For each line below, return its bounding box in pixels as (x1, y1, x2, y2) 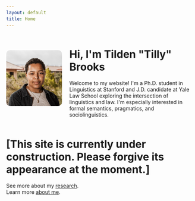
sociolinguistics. (69, 111, 109, 118)
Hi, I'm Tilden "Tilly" (69, 48, 172, 61)
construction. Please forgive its (6, 150, 165, 164)
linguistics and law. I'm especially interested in (69, 99, 183, 106)
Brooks (69, 60, 105, 74)
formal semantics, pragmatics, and (69, 105, 155, 112)
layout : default (6, 10, 46, 15)
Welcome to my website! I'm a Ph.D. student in (69, 80, 183, 87)
